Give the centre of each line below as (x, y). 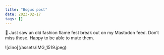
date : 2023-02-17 (23, 14)
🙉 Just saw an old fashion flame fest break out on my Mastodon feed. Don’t (82, 33)
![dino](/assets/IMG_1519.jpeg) (36, 48)
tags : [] (14, 19)
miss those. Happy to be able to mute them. (50, 38)
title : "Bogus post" (27, 10)
